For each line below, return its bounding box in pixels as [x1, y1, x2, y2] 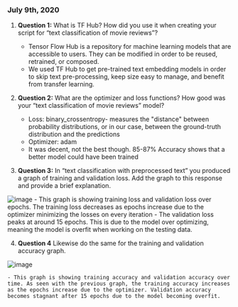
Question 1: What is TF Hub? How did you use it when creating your [17, 21, 217, 30]
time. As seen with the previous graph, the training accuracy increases [7, 280, 231, 288]
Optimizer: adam [28, 138, 77, 146]
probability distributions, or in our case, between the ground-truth [28, 123, 222, 131]
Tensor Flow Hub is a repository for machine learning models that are [28, 43, 232, 51]
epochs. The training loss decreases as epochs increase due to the [7, 203, 205, 211]
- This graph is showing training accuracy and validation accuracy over [7, 274, 231, 281]
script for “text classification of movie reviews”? [17, 28, 158, 37]
